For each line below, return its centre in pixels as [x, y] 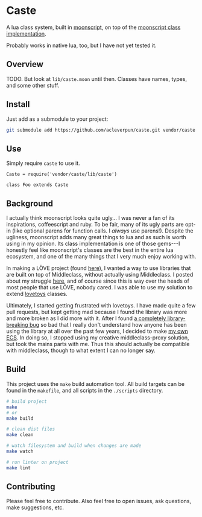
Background [30, 203]
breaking [17, 325]
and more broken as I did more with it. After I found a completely [86, 318]
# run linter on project [37, 462]
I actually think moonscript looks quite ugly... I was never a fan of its [90, 218]
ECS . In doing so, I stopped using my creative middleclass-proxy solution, [98, 338]
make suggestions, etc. [35, 507]
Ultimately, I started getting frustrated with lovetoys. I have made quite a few [101, 306]
